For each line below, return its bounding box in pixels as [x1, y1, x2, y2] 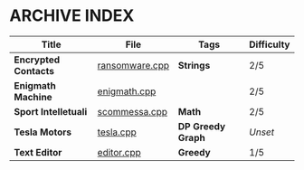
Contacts [14, 64, 54, 77]
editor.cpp [97, 146, 142, 158]
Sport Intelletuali [14, 105, 88, 118]
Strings [177, 59, 211, 71]
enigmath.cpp [97, 85, 157, 98]
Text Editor [14, 146, 62, 158]
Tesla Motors [14, 126, 72, 138]
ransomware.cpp [97, 59, 170, 71]
